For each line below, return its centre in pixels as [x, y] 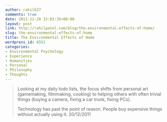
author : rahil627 [23, 10]
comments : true [21, 14]
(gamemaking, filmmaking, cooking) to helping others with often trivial [89, 94]
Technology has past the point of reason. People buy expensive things [90, 109]
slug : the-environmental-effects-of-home [49, 33]
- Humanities [19, 61]
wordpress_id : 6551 [25, 42]
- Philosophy [19, 70]
